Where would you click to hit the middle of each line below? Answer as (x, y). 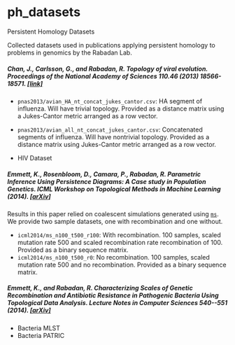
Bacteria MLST (39, 328)
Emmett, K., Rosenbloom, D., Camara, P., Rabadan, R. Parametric (104, 174)
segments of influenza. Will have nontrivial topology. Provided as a (113, 136)
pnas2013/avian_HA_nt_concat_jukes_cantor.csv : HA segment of (110, 101)
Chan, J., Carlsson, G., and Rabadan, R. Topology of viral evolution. (108, 69)
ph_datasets (44, 12)
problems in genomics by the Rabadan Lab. (70, 52)
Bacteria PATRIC (41, 335)
